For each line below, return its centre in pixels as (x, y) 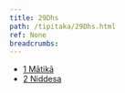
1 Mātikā (38, 69)
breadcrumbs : (34, 43)
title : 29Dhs (34, 18)
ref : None (28, 35)
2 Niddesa (42, 79)
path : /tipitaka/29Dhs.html (63, 26)
